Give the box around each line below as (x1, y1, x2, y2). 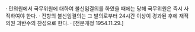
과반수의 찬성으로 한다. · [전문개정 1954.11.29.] (16, 20, 124, 26)
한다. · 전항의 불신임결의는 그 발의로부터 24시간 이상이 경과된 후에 (25, 12, 178, 19)
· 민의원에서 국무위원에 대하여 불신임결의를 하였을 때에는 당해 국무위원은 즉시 (5, 5, 183, 12)
